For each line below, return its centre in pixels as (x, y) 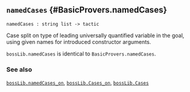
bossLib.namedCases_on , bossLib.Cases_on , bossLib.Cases (78, 83)
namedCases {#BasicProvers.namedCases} (87, 10)
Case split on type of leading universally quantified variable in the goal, (95, 35)
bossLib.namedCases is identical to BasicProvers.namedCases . (81, 54)
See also (19, 69)
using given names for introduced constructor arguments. (79, 41)
